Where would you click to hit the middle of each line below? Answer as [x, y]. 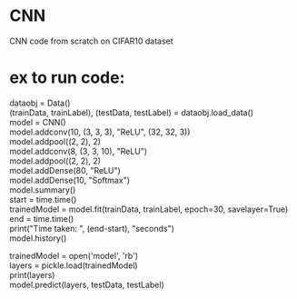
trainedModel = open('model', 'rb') [74, 255]
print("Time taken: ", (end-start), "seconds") [92, 228]
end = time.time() [42, 218]
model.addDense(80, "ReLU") [65, 170]
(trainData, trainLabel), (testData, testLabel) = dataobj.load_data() [132, 112]
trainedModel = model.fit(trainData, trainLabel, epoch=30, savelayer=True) [149, 209]
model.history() [38, 238]
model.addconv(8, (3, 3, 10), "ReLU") [79, 151]
